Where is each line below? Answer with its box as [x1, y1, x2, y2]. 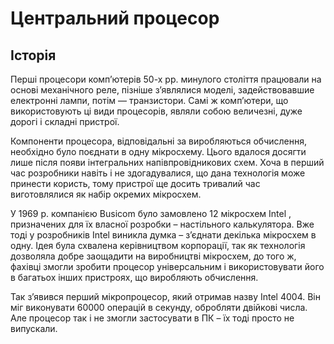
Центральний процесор [10, 7, 220, 30]
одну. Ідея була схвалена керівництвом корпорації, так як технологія [10, 240, 306, 251]
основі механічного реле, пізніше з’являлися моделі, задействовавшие [10, 84, 315, 96]
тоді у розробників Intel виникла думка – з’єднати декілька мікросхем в [10, 229, 317, 241]
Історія [10, 47, 57, 64]
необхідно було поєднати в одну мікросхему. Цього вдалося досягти [10, 146, 307, 157]
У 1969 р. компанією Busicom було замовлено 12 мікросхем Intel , [10, 208, 292, 219]
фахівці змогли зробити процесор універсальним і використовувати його [10, 261, 325, 272]
